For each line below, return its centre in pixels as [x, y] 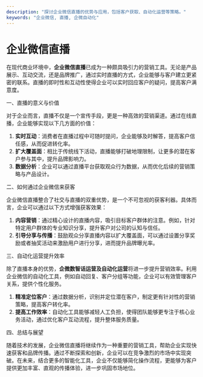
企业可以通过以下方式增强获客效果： [62, 207]
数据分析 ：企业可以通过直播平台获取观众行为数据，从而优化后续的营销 [102, 167]
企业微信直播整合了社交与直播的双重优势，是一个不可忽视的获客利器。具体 [99, 200]
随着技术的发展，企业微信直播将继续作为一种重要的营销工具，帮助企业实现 [99, 345]
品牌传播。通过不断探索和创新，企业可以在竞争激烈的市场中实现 [106, 353]
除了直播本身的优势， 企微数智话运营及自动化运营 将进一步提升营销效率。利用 [101, 269]
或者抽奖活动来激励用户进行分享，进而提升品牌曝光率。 [89, 243]
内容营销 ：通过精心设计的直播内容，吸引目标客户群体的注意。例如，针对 [105, 220]
